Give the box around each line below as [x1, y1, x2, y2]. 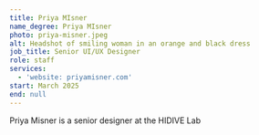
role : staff [9, 56, 55, 65]
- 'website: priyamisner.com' [17, 73, 132, 82]
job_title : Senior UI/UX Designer [9, 47, 141, 57]
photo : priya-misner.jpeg [9, 30, 108, 39]
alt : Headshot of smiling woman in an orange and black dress [9, 38, 251, 48]
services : [9, 65, 47, 74]
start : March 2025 [9, 81, 79, 90]
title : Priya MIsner [9, 13, 88, 23]
